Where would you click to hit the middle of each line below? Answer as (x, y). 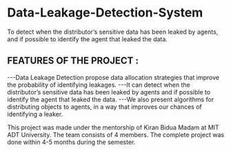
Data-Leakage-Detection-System (105, 13)
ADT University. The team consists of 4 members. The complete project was (116, 134)
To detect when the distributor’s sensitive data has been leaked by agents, (113, 32)
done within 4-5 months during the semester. (71, 142)
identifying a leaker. (35, 114)
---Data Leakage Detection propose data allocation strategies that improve (113, 77)
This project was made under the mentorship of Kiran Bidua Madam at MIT (113, 127)
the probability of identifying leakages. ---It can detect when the (99, 85)
